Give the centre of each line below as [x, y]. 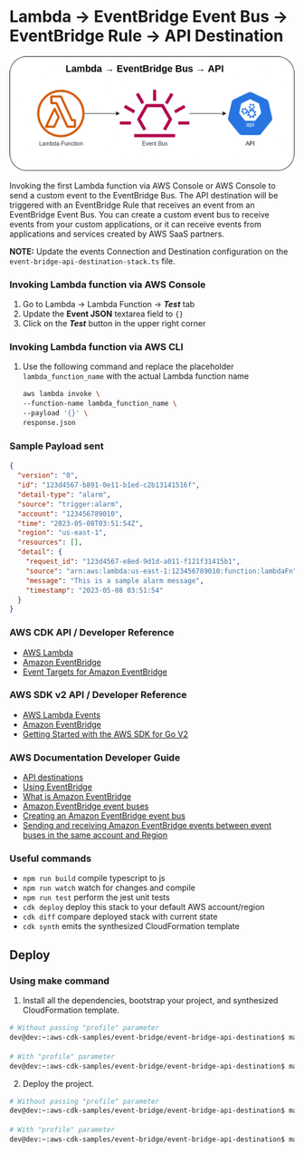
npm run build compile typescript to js [94, 878]
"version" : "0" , [48, 476]
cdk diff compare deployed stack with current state [120, 916]
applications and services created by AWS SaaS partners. [117, 234]
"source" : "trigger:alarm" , [71, 504]
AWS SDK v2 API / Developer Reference [98, 695]
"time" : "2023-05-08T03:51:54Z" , [81, 523]
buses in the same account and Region [95, 835]
